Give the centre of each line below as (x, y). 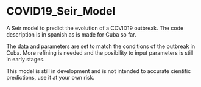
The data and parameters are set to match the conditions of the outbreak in (101, 46)
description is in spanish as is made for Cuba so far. (71, 34)
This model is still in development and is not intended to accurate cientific (99, 71)
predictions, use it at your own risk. (50, 77)
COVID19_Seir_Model (61, 11)
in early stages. (26, 59)
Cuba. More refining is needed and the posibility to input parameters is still (100, 52)
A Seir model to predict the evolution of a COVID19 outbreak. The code (95, 28)
